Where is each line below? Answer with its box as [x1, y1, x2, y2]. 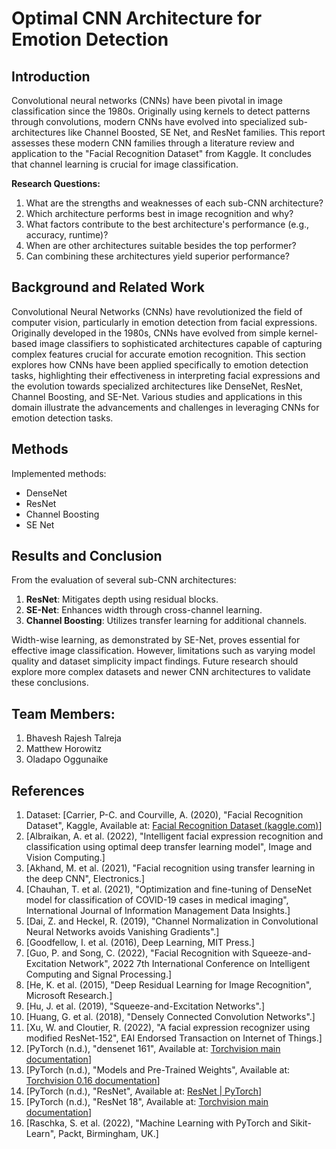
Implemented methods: [11, 467, 107, 479]
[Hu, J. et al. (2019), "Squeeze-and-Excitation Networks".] [25, 1000, 266, 1012]
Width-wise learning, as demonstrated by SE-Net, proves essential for [11, 634, 301, 646]
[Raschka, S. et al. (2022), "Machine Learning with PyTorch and [25, 1117, 288, 1129]
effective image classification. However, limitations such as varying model [11, 645, 316, 657]
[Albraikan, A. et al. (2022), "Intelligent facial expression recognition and [25, 830, 324, 842]
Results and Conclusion [11, 548, 163, 565]
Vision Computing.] [25, 852, 106, 864]
